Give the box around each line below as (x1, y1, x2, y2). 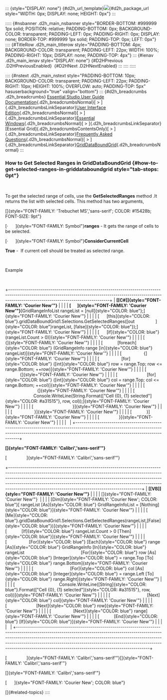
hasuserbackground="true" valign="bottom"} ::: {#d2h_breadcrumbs (5, 89, 147, 95)
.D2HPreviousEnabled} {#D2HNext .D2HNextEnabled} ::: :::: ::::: (5, 63, 136, 69)
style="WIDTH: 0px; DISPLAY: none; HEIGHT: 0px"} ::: (5, 11, 116, 17)
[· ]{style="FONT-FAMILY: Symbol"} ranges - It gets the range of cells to (5, 223, 159, 229)
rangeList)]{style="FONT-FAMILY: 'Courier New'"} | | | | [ (5, 350, 122, 356)
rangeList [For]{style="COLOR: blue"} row (5, 549, 147, 555)
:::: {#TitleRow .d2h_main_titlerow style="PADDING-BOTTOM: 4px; (5, 42, 142, 48)
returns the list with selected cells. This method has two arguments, (5, 198, 145, 205)
